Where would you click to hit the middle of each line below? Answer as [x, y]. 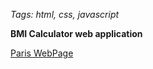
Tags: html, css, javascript [65, 14]
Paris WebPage [42, 53]
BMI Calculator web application [76, 33]
